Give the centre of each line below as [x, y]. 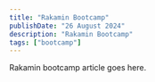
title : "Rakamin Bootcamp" [59, 17]
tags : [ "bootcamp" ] [45, 42]
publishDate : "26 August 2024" [67, 26]
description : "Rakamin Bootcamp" [71, 34]
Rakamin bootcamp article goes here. [78, 68]
